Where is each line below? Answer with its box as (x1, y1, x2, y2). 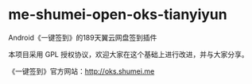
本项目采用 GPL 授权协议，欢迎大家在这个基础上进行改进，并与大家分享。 (8, 49, 249, 59)
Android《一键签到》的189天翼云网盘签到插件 (8, 32, 157, 42)
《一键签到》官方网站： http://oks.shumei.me (8, 66, 155, 76)
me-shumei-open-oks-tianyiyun (8, 6, 228, 24)
